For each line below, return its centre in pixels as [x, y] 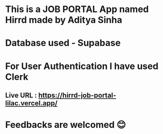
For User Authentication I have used [82, 66]
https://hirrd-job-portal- [77, 95]
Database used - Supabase [63, 43]
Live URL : [21, 95]
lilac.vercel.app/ [31, 103]
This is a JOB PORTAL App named [77, 9]
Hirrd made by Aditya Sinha [64, 20]
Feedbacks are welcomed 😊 [66, 125]
